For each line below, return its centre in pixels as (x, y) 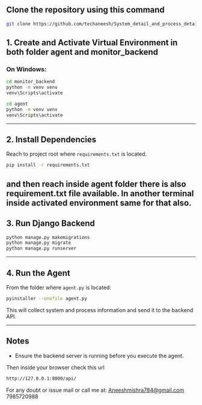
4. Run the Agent (38, 273)
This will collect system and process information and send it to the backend (100, 310)
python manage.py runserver (41, 249)
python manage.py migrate (38, 243)
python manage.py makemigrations (48, 237)
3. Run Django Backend (50, 224)
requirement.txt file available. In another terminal (100, 193)
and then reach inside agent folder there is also (96, 184)
